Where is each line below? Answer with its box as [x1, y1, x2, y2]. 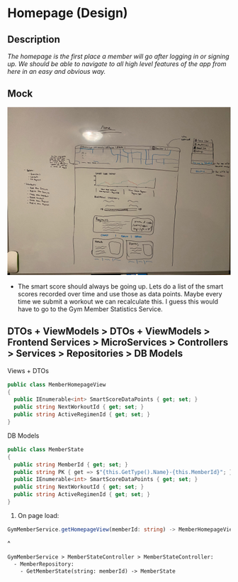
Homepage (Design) [7, 5, 128, 21]
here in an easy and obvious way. [7, 68, 106, 75]
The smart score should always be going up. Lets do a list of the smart [17, 282, 224, 291]
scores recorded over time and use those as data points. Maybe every [17, 289, 222, 298]
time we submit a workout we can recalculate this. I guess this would [17, 297, 218, 306]
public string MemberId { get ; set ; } [13, 460, 129, 468]
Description [7, 33, 60, 45]
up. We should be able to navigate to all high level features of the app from [7, 60, 227, 68]
